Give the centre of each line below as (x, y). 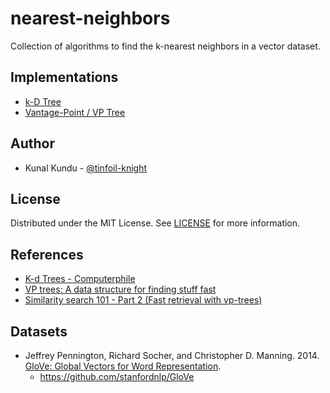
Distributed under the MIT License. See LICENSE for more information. (155, 223)
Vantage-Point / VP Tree (75, 112)
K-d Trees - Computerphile (80, 279)
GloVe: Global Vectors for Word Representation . (123, 366)
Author (32, 143)
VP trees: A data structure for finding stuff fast (120, 289)
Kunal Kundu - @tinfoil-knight (86, 168)
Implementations (64, 77)
